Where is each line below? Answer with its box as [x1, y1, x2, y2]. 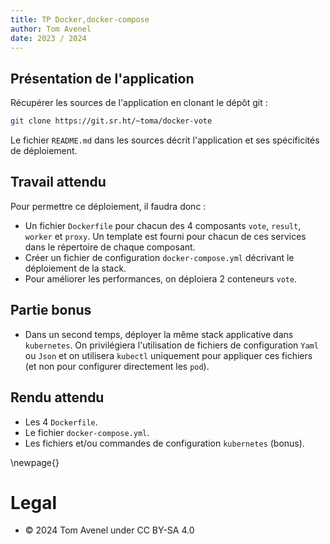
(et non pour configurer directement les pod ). [24, 360, 210, 372]
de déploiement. [10, 145, 78, 157]
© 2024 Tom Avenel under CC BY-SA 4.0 [24, 524, 195, 536]
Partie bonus [10, 302, 92, 319]
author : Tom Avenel [10, 24, 92, 34]
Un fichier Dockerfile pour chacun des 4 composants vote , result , [24, 219, 302, 231]
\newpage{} [10, 456, 60, 468]
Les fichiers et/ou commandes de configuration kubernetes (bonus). [24, 437, 305, 449]
